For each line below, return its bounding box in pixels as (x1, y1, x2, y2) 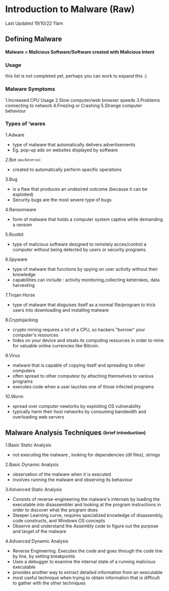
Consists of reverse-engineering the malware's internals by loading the (12, 496, 160, 502)
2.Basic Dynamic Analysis (5, 461, 59, 467)
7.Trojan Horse (5, 291, 35, 298)
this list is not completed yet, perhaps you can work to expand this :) (5, 73, 147, 79)
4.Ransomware (5, 206, 37, 212)
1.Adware (5, 132, 25, 138)
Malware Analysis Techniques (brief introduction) (5, 429, 146, 437)
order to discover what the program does (12, 507, 98, 513)
